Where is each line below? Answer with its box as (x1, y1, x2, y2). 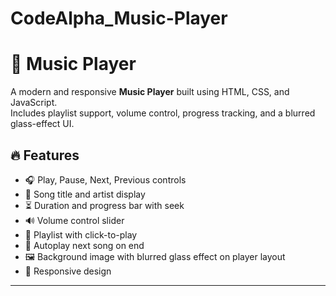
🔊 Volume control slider (24, 214, 125, 226)
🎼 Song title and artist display (24, 188, 146, 200)
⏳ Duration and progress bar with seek (24, 199, 185, 211)
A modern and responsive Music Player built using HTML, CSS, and (10, 86, 290, 98)
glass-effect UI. (10, 118, 75, 130)
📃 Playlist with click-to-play (24, 228, 138, 241)
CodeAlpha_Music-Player (10, 7, 228, 30)
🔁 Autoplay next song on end (24, 239, 145, 251)
